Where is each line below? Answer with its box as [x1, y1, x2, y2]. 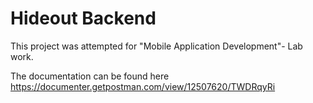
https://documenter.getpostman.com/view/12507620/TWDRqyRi [10, 80, 276, 92]
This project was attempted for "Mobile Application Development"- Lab [10, 40, 303, 52]
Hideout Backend [10, 7, 157, 30]
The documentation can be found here [10, 70, 170, 82]
